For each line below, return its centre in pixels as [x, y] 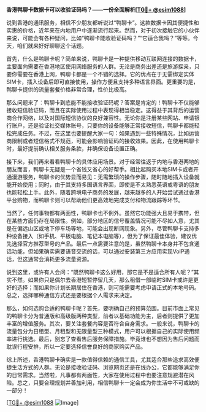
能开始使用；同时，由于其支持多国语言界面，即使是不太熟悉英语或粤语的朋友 [103, 185]
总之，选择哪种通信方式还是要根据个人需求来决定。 [71, 295]
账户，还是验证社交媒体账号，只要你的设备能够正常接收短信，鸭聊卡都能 [103, 126]
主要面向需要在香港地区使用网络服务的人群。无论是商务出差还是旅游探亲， [100, 66]
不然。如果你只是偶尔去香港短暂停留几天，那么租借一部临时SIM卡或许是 [102, 280]
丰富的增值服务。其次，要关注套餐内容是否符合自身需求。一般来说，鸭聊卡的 [103, 324]
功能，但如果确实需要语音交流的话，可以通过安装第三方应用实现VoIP [98, 251]
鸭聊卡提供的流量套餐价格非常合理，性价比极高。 [68, 89]
